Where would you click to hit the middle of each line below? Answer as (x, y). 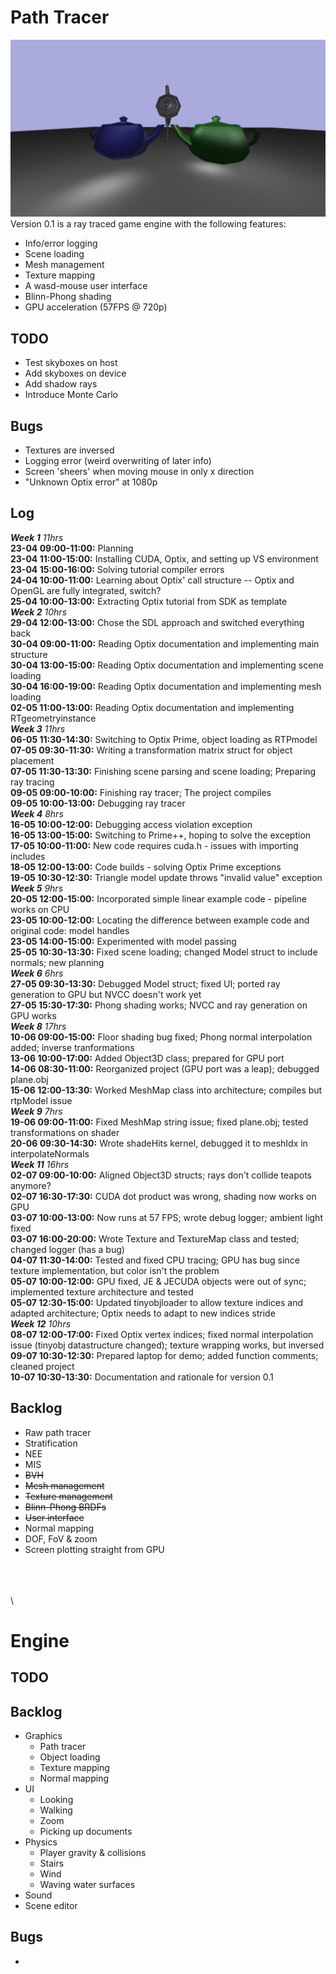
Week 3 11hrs (38, 728)
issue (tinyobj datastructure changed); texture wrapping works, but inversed (167, 1345)
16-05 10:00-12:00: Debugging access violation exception (131, 824)
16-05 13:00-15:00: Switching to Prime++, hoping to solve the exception (161, 835)
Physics (41, 1842)
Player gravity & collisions (93, 1853)
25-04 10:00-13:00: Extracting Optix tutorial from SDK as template (149, 601)
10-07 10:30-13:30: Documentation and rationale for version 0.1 (142, 1377)
